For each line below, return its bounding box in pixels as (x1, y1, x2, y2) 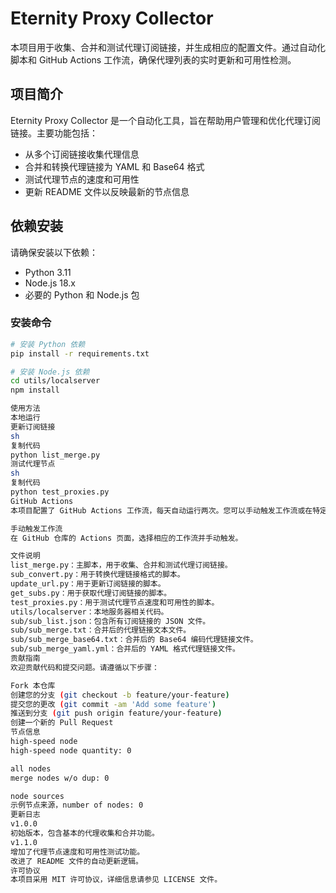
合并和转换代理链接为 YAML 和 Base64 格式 (24, 160, 205, 172)
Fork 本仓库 (10, 680, 56, 691)
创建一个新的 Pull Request (10, 718, 114, 728)
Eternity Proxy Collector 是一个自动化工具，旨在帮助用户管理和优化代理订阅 (10, 114, 321, 126)
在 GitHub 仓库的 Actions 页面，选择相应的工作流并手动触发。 (10, 533, 243, 543)
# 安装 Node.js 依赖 (10, 367, 90, 377)
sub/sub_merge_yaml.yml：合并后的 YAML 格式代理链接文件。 (10, 644, 240, 654)
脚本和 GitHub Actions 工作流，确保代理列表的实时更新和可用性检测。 (10, 53, 297, 66)
